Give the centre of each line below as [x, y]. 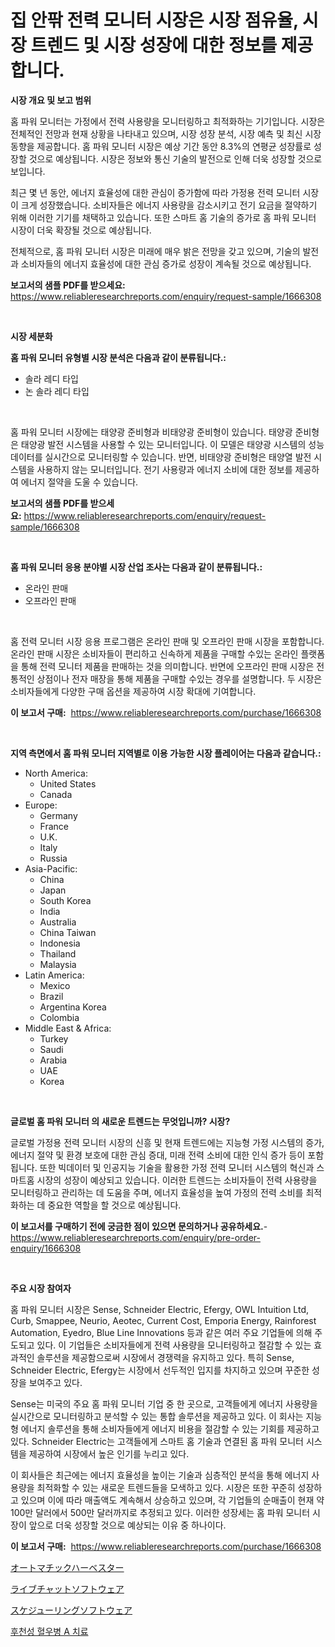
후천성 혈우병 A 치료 [49, 1631]
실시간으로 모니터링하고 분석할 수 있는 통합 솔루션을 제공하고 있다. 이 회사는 [157, 1416]
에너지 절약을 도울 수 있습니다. [79, 482]
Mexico [55, 985]
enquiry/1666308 [46, 1248]
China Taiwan [68, 932]
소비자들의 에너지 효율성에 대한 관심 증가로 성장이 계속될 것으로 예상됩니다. [166, 263]
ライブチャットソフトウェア [67, 1588]
